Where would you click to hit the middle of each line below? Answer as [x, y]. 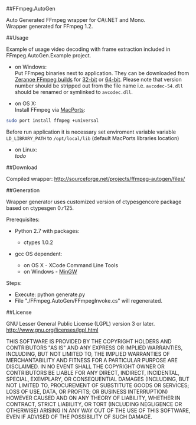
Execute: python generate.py [50, 294]
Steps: [14, 283]
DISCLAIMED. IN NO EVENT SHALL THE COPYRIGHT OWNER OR [86, 366]
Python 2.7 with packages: [47, 231]
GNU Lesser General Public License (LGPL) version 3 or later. [81, 323]
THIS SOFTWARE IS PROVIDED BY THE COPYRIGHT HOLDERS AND [89, 341]
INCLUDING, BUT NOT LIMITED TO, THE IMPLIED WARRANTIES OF [88, 353]
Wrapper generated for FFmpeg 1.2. [50, 26]
